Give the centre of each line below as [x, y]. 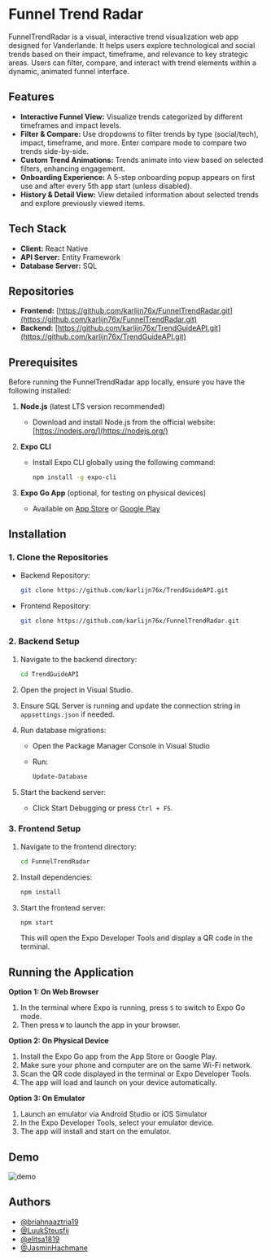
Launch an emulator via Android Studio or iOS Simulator [114, 1114]
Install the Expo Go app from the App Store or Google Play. [118, 1056]
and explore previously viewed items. [83, 203]
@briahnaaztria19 [49, 1222]
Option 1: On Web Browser [54, 992]
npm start [37, 922]
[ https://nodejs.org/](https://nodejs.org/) [100, 431]
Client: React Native [54, 248]
